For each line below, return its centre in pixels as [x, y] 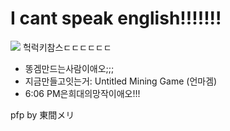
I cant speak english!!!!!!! [116, 18]
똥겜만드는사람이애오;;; [69, 68]
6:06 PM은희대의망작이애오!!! [82, 93]
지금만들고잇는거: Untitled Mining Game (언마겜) [121, 81]
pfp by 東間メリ [42, 114]
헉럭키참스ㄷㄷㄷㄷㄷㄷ [67, 47]
